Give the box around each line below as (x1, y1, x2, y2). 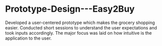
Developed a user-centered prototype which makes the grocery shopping (5, 20, 155, 25)
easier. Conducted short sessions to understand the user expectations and (5, 24, 157, 30)
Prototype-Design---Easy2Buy (5, 3, 135, 15)
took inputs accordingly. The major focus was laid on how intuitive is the (5, 30, 152, 36)
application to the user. (5, 35, 52, 41)
